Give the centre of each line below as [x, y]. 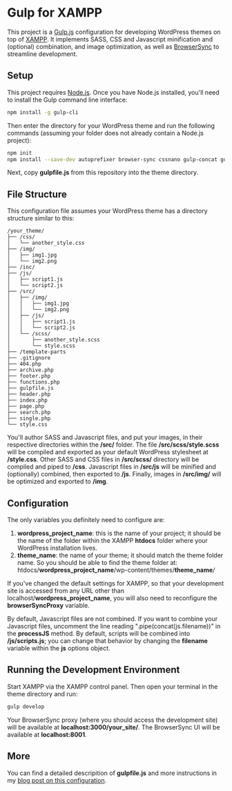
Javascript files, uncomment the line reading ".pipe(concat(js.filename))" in [114, 626]
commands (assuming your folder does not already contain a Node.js [105, 133]
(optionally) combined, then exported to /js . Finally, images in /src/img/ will [114, 474]
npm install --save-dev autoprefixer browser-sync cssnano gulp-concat [112, 159]
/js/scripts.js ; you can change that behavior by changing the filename [108, 641]
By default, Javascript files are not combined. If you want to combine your [113, 619]
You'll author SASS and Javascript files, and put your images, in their [105, 438]
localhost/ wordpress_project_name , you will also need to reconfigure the [112, 598]
